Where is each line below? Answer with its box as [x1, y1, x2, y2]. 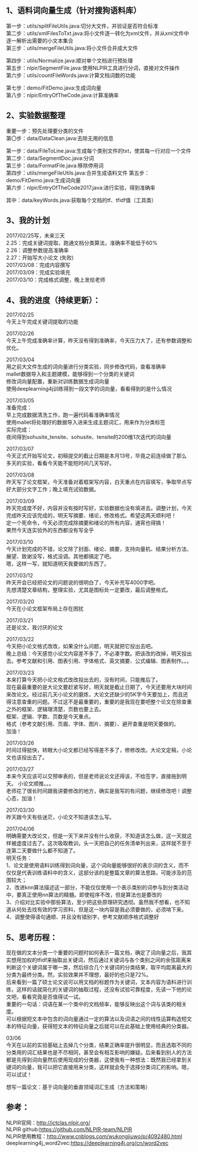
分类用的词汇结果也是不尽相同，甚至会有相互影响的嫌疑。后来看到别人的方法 [6, 1049, 192, 1056]
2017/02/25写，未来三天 [6, 232, 65, 239]
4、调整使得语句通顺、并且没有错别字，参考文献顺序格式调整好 [6, 913, 160, 920]
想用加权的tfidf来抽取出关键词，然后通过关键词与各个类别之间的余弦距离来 [11, 956, 192, 963]
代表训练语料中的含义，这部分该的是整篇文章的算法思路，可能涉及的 [21, 869, 187, 876]
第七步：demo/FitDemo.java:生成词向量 [6, 84, 102, 91]
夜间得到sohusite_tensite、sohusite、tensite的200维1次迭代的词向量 [6, 434, 172, 441]
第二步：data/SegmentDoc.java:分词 [6, 154, 94, 161]
